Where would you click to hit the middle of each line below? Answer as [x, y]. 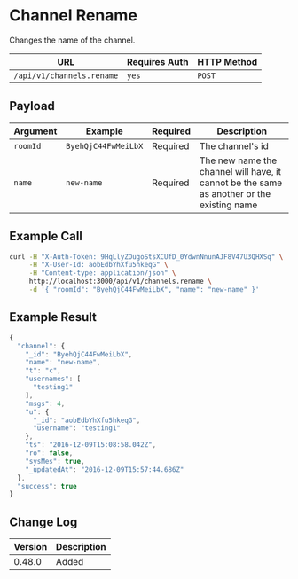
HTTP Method [227, 61]
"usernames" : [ [53, 379]
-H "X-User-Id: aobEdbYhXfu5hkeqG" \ [98, 265]
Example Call [46, 236]
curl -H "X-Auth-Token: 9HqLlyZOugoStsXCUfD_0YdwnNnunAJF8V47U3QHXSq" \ [146, 257]
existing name [228, 205]
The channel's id [234, 145]
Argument [35, 131]
